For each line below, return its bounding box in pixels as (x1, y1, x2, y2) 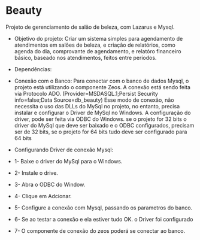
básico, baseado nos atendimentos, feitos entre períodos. (14, 54, 157, 61)
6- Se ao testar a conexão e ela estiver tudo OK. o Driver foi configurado (14, 215, 193, 223)
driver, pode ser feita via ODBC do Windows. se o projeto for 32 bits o (14, 115, 187, 123)
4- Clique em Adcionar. (14, 192, 72, 199)
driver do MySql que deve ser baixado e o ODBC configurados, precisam (14, 121, 195, 129)
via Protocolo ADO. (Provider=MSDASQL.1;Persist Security (14, 90, 158, 97)
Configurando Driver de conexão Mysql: (14, 146, 114, 153)
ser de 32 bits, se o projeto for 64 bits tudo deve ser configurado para (14, 128, 187, 135)
